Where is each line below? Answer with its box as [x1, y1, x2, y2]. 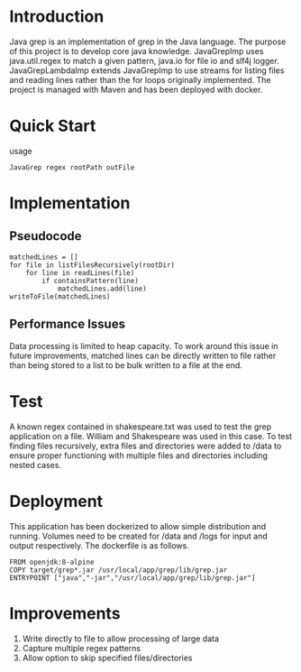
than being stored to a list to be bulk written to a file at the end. [9, 359, 243, 371]
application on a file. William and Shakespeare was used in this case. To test [9, 430, 293, 441]
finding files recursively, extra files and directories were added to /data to [9, 440, 282, 451]
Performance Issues [9, 317, 126, 332]
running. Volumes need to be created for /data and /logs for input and [9, 530, 268, 541]
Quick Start [9, 115, 96, 136]
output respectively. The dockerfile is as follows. [9, 539, 189, 551]
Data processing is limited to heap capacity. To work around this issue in [9, 340, 278, 351]
